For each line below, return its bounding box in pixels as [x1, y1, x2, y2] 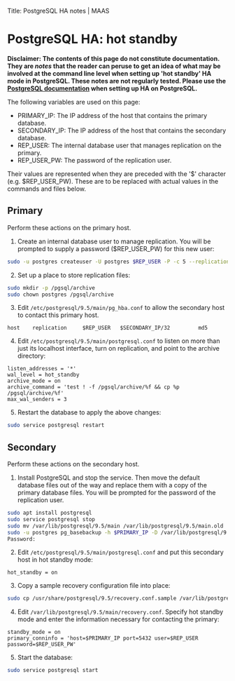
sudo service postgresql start [7, 667, 99, 674]
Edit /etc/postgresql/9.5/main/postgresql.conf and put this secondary [17, 548, 224, 557]
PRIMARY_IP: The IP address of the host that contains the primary [17, 111, 208, 119]
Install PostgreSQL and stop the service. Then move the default [17, 473, 201, 482]
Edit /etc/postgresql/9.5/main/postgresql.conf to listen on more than [17, 337, 220, 345]
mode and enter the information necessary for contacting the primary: [17, 615, 220, 623]
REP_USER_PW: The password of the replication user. [17, 156, 172, 164]
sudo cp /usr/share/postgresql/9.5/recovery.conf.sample [7, 595, 177, 602]
